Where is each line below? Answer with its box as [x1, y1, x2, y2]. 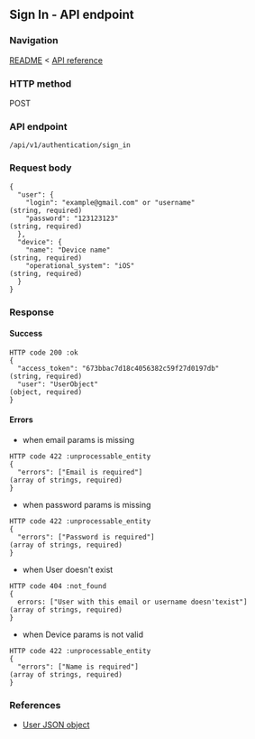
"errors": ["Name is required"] [17, 662, 140, 671]
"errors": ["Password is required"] [17, 532, 155, 541]
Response [9, 306, 54, 319]
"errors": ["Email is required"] [17, 467, 143, 476]
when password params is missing [22, 499, 151, 510]
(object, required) [9, 387, 83, 396]
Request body [9, 162, 72, 174]
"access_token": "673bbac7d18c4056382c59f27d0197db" [17, 364, 220, 373]
